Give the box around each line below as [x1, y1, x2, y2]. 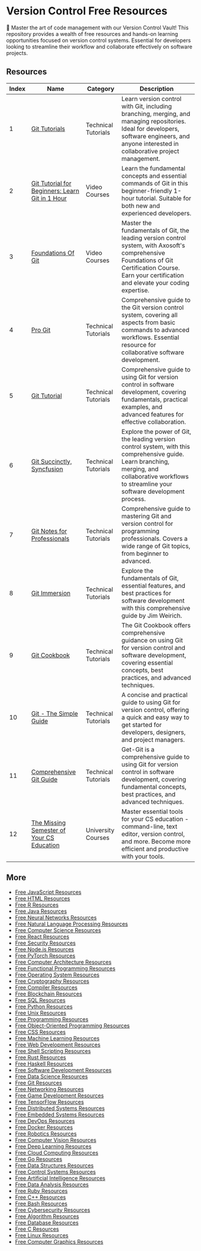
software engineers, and [121, 132, 190, 140]
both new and [121, 202, 160, 210]
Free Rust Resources [14, 1054, 66, 1061]
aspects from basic [121, 318, 175, 327]
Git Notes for [31, 526, 68, 535]
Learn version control [121, 95, 182, 103]
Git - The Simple [31, 709, 78, 717]
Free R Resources [14, 901, 59, 908]
